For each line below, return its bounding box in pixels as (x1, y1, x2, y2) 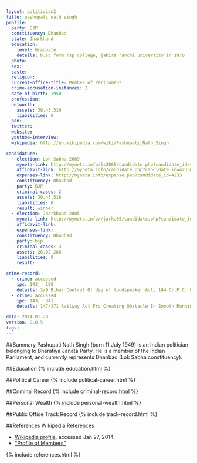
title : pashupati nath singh (6, 14, 77, 20)
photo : (11, 58, 28, 64)
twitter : (11, 124, 33, 129)
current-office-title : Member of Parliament (11, 80, 122, 86)
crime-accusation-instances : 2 (11, 85, 88, 91)
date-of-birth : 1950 (11, 91, 62, 96)
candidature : (6, 151, 38, 156)
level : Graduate (16, 47, 57, 53)
